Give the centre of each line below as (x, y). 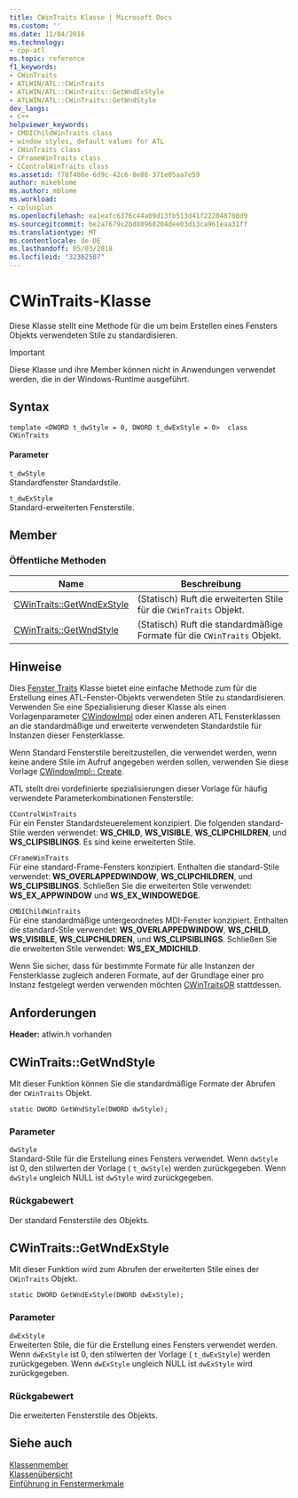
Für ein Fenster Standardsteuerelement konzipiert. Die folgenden (128, 823)
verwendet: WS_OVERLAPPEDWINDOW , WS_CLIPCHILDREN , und (131, 877)
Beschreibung (211, 583)
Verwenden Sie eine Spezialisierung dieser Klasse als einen (118, 707)
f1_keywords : (33, 68)
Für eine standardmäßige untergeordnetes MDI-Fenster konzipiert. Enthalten (149, 920)
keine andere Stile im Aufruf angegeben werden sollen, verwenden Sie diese (149, 762)
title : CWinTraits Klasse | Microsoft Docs (91, 17)
